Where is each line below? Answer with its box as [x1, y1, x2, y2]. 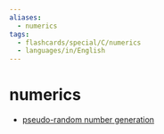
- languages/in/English [17, 46, 105, 55]
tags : [9, 29, 29, 38]
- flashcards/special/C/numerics [17, 38, 142, 47]
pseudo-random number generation [21, 114, 154, 125]
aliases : [9, 13, 42, 22]
